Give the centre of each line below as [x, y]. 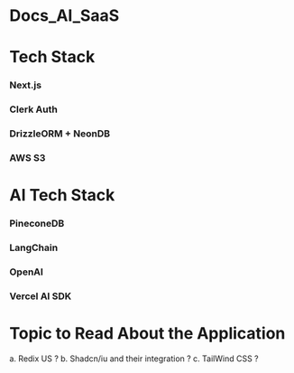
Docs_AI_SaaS [64, 16]
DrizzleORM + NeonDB [60, 134]
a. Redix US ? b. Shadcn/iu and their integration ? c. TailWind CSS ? [134, 359]
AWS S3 [28, 158]
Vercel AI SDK [41, 296]
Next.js [26, 85]
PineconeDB [37, 224]
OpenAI [26, 272]
